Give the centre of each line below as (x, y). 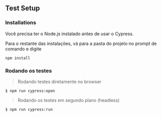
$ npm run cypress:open (30, 91)
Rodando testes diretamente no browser (60, 81)
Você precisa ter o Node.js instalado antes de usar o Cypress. (69, 34)
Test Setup (23, 8)
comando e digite (23, 49)
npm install (18, 58)
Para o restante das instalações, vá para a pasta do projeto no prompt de (81, 43)
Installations (21, 23)
